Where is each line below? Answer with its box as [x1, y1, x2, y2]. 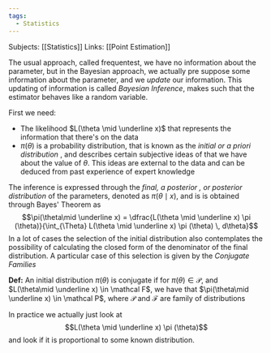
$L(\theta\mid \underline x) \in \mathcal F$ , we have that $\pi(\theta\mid [8, 284, 249, 294]
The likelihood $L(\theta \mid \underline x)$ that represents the [19, 123, 231, 133]
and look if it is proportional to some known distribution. [8, 334, 195, 345]
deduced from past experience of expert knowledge [19, 166, 196, 176]
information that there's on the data [19, 131, 140, 142]
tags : [8, 11, 27, 20]
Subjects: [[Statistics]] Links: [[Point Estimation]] [8, 41, 170, 51]
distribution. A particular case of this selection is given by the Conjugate [8, 251, 250, 260]
